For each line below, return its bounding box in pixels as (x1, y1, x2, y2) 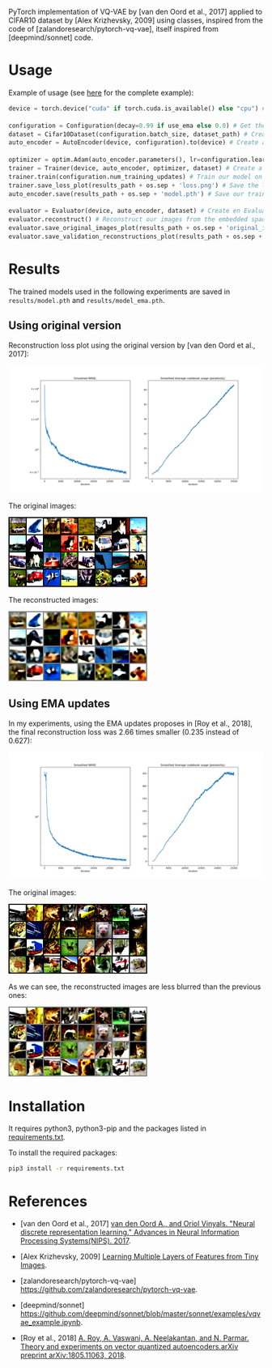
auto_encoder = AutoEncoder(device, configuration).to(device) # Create (8, 139, 259, 147)
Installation (8, 1097, 86, 1115)
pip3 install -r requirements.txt (8, 1165, 125, 1173)
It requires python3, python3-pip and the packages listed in (8, 1123, 206, 1133)
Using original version (8, 319, 121, 333)
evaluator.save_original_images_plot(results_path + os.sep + (8, 224, 223, 232)
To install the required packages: (8, 1148, 117, 1157)
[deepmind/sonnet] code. (8, 32, 94, 42)
